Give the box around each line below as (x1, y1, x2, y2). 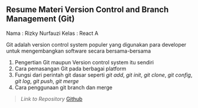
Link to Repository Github (20, 95, 83, 102)
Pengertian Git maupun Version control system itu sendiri (14, 58, 154, 66)
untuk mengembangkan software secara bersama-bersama (6, 47, 151, 54)
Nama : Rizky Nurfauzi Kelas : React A (6, 30, 99, 37)
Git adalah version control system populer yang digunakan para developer (6, 41, 187, 48)
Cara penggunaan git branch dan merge (14, 84, 113, 91)
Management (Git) (6, 14, 75, 24)
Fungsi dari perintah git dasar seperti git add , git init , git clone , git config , (14, 71, 193, 78)
